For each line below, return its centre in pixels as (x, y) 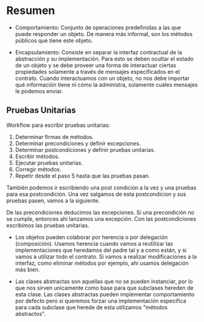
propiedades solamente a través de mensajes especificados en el (97, 71)
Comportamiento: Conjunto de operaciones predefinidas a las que (98, 27)
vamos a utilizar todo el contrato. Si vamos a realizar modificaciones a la (106, 256)
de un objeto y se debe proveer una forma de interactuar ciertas (96, 65)
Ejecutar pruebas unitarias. (49, 163)
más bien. (27, 270)
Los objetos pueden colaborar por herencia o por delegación (91, 237)
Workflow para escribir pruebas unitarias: (58, 125)
